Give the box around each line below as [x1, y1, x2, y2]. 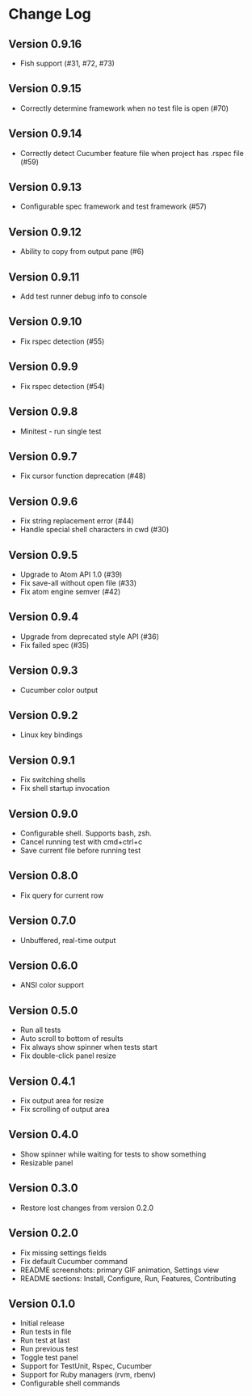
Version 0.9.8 [8, 405, 78, 419]
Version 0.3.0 [8, 1182, 78, 1195]
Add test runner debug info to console [19, 292, 148, 302]
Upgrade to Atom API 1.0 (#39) [19, 569, 123, 579]
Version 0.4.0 [8, 1127, 79, 1141]
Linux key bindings [19, 730, 83, 740]
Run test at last [19, 1335, 70, 1345]
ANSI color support [19, 980, 85, 990]
